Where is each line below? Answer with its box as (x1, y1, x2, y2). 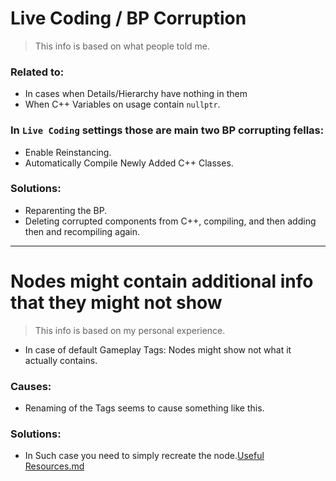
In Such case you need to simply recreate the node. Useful (24, 450, 265, 462)
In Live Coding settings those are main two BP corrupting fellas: (10, 123, 325, 137)
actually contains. (24, 354, 98, 366)
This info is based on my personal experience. (34, 324, 226, 336)
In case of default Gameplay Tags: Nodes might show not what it (24, 343, 292, 356)
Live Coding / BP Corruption (10, 7, 247, 30)
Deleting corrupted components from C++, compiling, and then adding (24, 215, 317, 227)
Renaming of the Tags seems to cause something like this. (24, 402, 265, 414)
